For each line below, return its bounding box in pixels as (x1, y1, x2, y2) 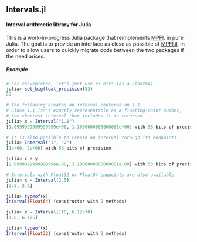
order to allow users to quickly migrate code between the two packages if (6, 46, 184, 53)
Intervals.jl (6, 5, 46, 15)
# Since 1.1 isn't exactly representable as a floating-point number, (6, 108, 182, 113)
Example (6, 66, 28, 73)
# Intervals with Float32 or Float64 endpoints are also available (6, 172, 175, 178)
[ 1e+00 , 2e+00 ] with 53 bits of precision (6, 146, 111, 151)
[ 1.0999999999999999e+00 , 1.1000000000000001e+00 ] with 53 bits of (6, 124, 175, 130)
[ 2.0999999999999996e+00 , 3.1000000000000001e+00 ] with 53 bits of (6, 161, 175, 167)
